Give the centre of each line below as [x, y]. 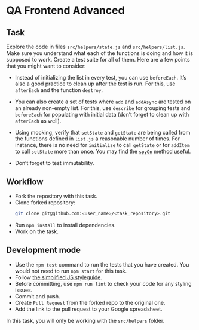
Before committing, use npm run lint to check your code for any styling [103, 283]
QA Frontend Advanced [65, 10]
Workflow [25, 182]
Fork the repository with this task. [56, 196]
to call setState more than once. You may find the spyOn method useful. [103, 151]
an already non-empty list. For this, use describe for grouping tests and [102, 108]
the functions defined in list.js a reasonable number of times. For [97, 139]
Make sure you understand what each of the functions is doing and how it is [99, 53]
